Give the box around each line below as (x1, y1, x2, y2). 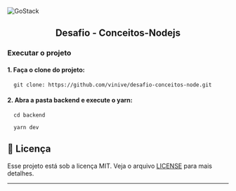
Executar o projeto (7, 48, 72, 58)
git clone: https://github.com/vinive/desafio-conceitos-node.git (13, 81, 212, 88)
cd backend (13, 112, 46, 119)
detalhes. (7, 169, 34, 178)
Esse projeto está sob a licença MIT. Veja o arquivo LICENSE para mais (7, 162, 213, 170)
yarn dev (13, 124, 39, 131)
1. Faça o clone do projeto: (7, 65, 86, 74)
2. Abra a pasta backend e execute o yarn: (7, 96, 133, 105)
